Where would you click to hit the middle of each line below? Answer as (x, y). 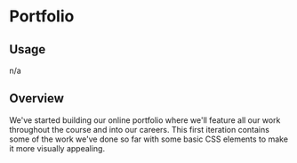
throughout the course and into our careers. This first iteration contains (139, 129)
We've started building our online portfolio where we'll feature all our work (145, 120)
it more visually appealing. (57, 148)
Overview (37, 98)
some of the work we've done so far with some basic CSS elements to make (149, 139)
